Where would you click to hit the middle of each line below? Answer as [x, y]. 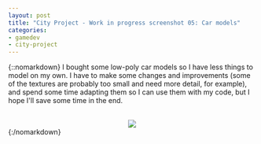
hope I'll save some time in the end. [66, 101]
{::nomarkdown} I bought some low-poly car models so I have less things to [131, 67]
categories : [28, 30]
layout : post [29, 15]
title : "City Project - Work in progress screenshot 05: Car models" [125, 23]
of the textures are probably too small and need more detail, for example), [128, 84]
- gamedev [24, 37]
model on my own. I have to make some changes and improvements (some [129, 76]
